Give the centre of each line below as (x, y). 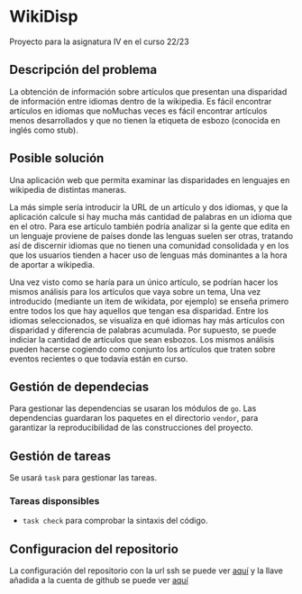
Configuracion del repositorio (94, 548)
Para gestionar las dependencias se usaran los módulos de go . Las (133, 408)
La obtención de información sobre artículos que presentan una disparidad (148, 91)
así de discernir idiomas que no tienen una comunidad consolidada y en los (149, 245)
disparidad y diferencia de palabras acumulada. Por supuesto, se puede (143, 330)
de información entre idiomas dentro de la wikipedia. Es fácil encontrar (141, 101)
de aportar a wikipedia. (52, 264)
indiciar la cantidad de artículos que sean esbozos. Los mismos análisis (142, 339)
